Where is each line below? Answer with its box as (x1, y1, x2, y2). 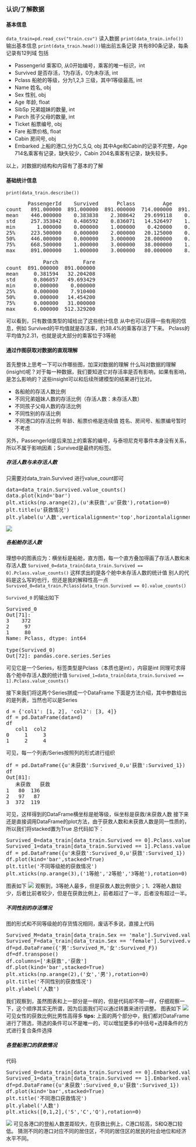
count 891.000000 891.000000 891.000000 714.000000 (6, 206, 173, 213)
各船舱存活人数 (6, 539, 42, 546)
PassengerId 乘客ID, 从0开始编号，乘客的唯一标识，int (14, 62, 145, 69)
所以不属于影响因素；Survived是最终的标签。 (6, 444, 115, 451)
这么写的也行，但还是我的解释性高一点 (16, 577, 108, 584)
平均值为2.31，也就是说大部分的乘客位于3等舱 (6, 332, 117, 339)
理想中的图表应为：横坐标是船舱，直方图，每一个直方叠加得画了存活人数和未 (6, 554, 190, 561)
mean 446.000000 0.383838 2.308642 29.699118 (6, 212, 173, 219)
